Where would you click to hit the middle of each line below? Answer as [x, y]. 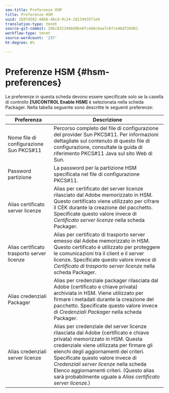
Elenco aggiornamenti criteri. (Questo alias [104, 370]
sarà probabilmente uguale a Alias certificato [107, 376]
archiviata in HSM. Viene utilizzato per [99, 293]
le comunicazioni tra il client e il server [99, 253]
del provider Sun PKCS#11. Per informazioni [106, 134]
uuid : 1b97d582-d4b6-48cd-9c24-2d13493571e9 [53, 19]
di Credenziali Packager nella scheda [98, 311]
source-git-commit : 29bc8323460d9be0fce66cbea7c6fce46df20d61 [72, 29]
